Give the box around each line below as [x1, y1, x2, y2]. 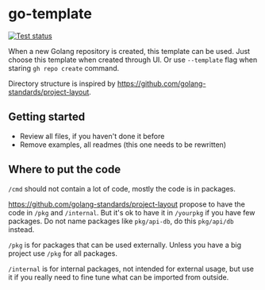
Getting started [8, 110, 86, 124]
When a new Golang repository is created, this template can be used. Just [8, 46, 251, 56]
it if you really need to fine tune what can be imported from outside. [8, 272, 229, 282]
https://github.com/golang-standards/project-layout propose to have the [8, 199, 246, 209]
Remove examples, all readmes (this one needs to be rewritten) [19, 140, 227, 149]
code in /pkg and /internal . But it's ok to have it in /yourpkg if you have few [8, 207, 255, 217]
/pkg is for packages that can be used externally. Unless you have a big [8, 240, 242, 249]
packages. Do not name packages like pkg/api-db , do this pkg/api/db [8, 216, 234, 226]
